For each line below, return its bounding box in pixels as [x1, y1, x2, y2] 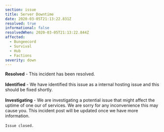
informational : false [5, 26, 50, 31]
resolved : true [5, 21, 36, 26]
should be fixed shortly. [5, 87, 53, 93]
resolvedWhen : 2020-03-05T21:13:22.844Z [5, 30, 90, 35]
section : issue [5, 7, 36, 12]
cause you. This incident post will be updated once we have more [5, 108, 138, 114]
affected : [5, 35, 26, 40]
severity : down [5, 58, 36, 63]
